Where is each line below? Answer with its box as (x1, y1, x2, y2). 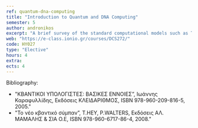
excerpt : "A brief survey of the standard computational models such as (6, 31, 189, 36)
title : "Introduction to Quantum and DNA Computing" (6, 14, 138, 20)
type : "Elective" (6, 47, 49, 53)
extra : (6, 58, 22, 63)
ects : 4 (6, 63, 25, 69)
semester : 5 (6, 19, 35, 25)
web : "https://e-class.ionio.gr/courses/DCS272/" (6, 36, 131, 42)
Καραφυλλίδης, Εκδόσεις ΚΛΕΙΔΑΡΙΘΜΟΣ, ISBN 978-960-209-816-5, (14, 97, 186, 104)
